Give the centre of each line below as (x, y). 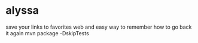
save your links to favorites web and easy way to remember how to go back (99, 27)
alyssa (22, 10)
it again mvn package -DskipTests (47, 33)
